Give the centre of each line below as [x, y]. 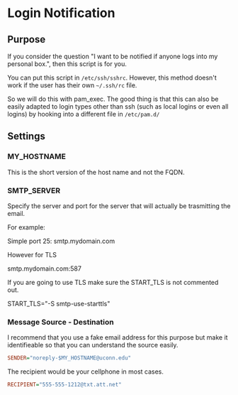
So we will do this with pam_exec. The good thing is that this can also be [113, 99]
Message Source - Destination [61, 322]
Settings [27, 136]
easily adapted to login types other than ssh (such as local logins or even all [118, 107]
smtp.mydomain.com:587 [44, 269]
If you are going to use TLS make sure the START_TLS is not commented [113, 282]
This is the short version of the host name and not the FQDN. [96, 172]
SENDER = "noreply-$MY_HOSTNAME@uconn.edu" [69, 358]
